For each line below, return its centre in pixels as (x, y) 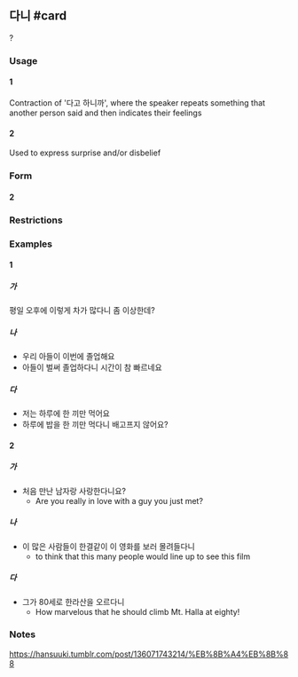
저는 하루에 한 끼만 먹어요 (66, 413)
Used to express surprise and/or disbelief (85, 153)
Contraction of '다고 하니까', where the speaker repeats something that (137, 102)
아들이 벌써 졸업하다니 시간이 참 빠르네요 (92, 367)
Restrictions (36, 220)
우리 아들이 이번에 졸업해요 (68, 357)
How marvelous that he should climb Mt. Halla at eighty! (137, 611)
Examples (31, 244)
